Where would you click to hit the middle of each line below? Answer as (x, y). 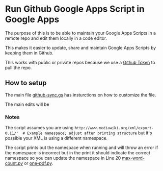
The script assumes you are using (39, 128)
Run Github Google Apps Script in (75, 9)
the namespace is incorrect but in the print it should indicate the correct (78, 153)
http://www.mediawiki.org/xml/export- (114, 128)
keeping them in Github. (29, 53)
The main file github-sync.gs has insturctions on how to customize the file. (81, 95)
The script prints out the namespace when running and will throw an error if (81, 147)
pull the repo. (18, 68)
